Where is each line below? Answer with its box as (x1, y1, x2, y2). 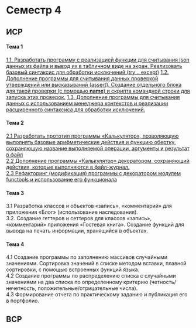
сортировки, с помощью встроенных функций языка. (6, 266, 140, 273)
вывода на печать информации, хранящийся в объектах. (6, 227, 148, 234)
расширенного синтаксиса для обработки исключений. (6, 106, 146, 113)
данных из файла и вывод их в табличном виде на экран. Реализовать (6, 62, 183, 69)
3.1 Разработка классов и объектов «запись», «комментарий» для (6, 203, 173, 210)
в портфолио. (6, 297, 40, 305)
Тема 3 (6, 189, 25, 196)
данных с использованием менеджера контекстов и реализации (6, 100, 169, 107)
